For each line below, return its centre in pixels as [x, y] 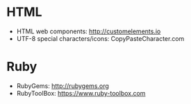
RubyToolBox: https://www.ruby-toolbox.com [81, 93]
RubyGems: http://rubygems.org [63, 86]
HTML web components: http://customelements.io [89, 31]
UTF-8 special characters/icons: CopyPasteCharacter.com [100, 38]
